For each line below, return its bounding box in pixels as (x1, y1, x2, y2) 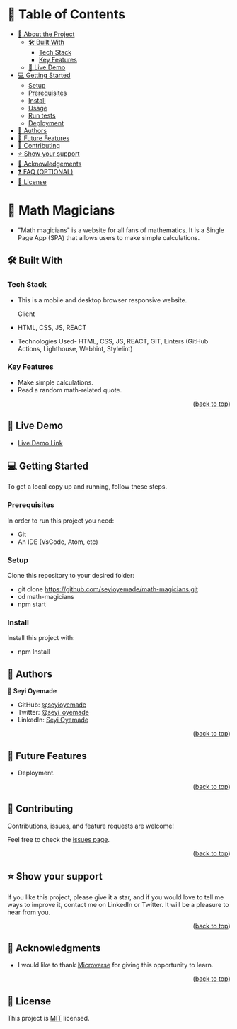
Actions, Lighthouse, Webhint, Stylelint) (17, 344, 133, 353)
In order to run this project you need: (7, 516, 115, 525)
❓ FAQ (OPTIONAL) (17, 167, 74, 176)
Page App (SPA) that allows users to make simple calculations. (17, 233, 200, 241)
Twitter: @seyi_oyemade (17, 708, 90, 717)
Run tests (28, 111, 56, 120)
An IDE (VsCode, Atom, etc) (17, 538, 98, 546)
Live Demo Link (17, 438, 63, 447)
